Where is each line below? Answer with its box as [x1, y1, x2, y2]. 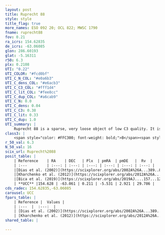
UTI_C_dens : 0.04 [5, 103, 41, 108]
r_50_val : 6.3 [5, 140, 34, 145]
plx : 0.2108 [5, 62, 29, 67]
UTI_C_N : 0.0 [5, 99, 32, 104]
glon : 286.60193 [5, 48, 38, 53]
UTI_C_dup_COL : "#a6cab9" [5, 94, 58, 99]
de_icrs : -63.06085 [5, 44, 45, 49]
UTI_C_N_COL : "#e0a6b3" [5, 76, 54, 81]
